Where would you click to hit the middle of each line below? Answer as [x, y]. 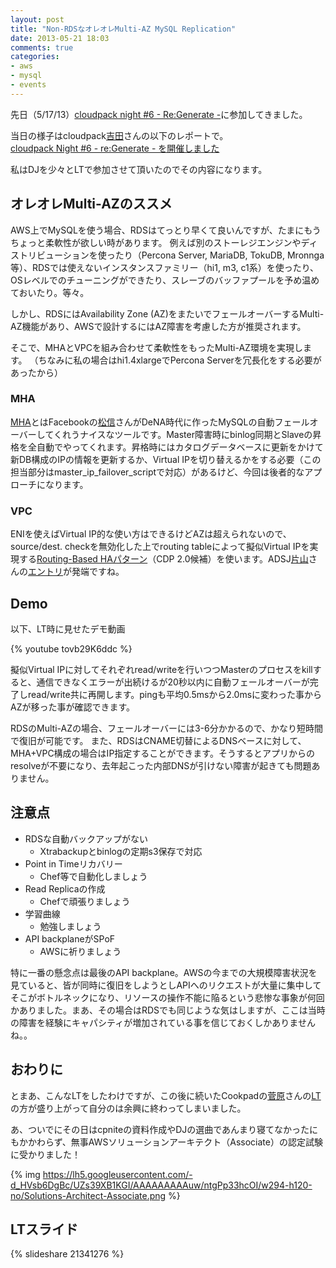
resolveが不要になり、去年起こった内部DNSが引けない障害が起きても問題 [161, 765]
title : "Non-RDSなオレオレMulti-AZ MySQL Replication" [123, 29]
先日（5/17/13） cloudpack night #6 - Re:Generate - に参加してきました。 [159, 114]
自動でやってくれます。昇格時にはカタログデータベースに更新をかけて [180, 447]
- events [28, 85]
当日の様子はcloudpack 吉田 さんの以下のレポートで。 [119, 135]
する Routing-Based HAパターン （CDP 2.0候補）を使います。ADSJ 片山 [163, 559]
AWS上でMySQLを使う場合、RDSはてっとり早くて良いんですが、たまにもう [166, 230]
